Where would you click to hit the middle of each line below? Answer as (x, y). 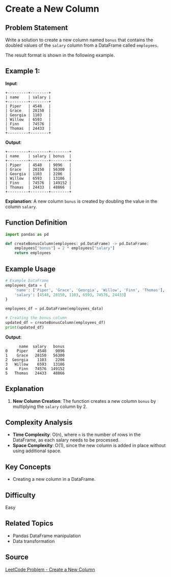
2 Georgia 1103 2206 (35, 360)
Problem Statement (37, 28)
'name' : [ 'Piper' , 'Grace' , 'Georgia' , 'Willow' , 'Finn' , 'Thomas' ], (90, 290)
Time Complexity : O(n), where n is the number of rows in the (77, 435)
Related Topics (29, 523)
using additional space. (37, 451)
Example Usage (31, 269)
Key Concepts (28, 467)
